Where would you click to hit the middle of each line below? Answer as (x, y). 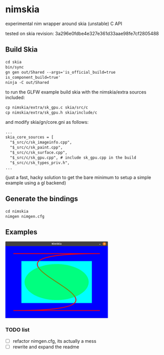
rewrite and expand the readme (46, 347)
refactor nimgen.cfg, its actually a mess (54, 341)
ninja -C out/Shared (27, 82)
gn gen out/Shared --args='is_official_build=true (60, 72)
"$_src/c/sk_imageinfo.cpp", (41, 142)
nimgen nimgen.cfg (25, 216)
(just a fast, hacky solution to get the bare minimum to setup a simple (78, 177)
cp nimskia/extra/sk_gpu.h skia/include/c (51, 113)
